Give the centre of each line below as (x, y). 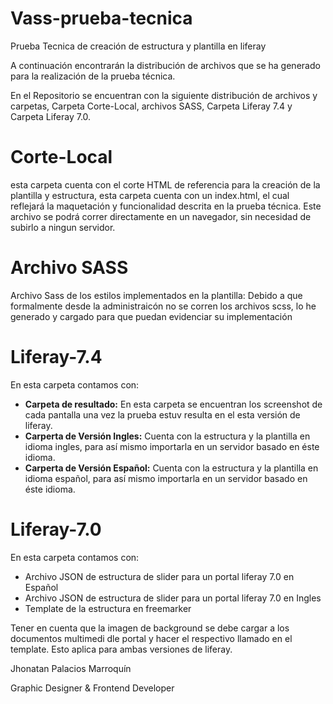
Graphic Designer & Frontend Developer (92, 688)
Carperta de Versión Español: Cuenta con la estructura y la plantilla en (171, 468)
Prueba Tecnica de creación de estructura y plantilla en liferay (138, 46)
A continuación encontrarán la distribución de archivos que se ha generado (165, 65)
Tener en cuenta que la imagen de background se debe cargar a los (150, 628)
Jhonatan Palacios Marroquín (71, 668)
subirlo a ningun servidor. (63, 227)
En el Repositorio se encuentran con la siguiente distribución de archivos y (164, 95)
